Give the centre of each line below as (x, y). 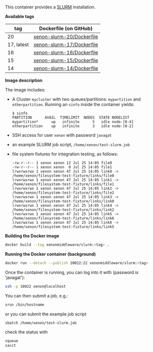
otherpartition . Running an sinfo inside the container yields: (73, 104)
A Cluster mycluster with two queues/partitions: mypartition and (76, 99)
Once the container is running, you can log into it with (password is (72, 272)
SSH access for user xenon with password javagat (62, 135)
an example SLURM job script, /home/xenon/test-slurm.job (71, 145)
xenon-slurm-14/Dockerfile (66, 68)
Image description (24, 80)
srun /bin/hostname (25, 305)
